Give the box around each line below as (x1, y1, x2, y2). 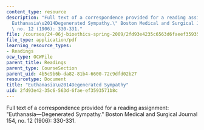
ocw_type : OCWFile (6, 54, 53, 60)
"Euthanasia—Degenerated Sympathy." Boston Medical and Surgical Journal (6, 110, 198, 118)
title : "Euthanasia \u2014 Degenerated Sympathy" (6, 82, 129, 88)
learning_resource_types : (6, 43, 72, 49)
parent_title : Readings (6, 59, 67, 65)
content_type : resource (6, 8, 67, 15)
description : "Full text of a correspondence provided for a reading (6, 15, 186, 21)
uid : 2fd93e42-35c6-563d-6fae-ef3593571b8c (6, 88, 118, 94)
